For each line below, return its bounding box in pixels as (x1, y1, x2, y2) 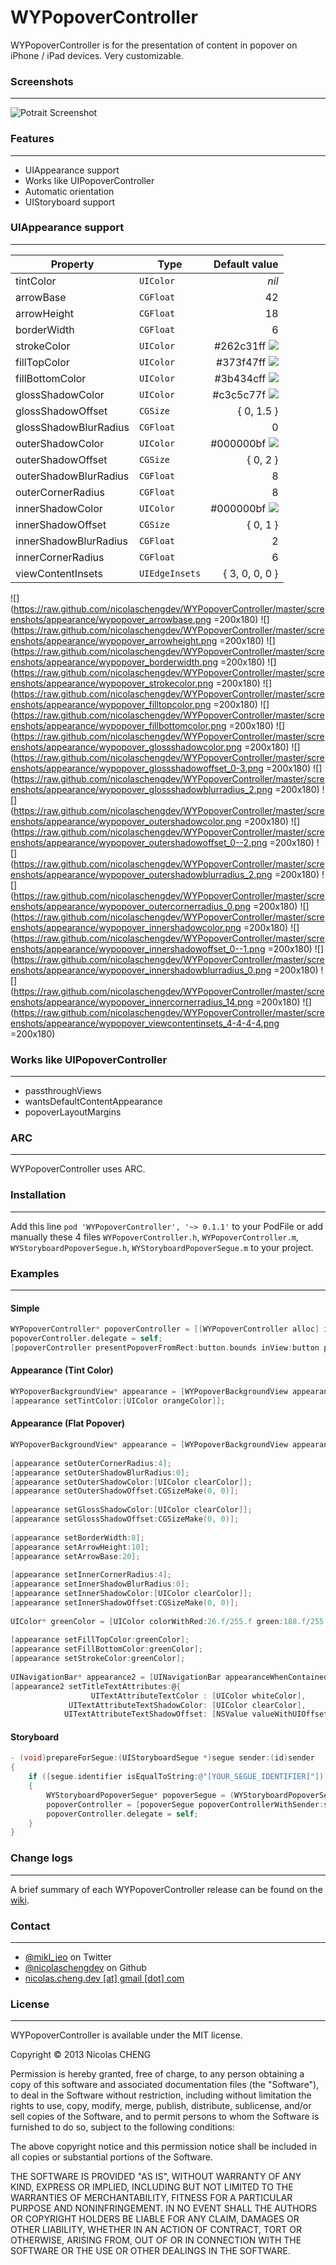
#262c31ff (213, 339, 267, 353)
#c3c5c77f (212, 387, 267, 401)
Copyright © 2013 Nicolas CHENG (10, 2049, 152, 2061)
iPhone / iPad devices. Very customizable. (10, 49, 184, 61)
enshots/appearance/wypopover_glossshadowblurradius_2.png (10, 783, 273, 795)
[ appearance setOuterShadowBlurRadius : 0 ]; (10, 1467, 190, 1478)
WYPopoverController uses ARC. (10, 1163, 146, 1175)
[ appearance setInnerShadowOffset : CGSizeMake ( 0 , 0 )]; (10, 1597, 240, 1608)
